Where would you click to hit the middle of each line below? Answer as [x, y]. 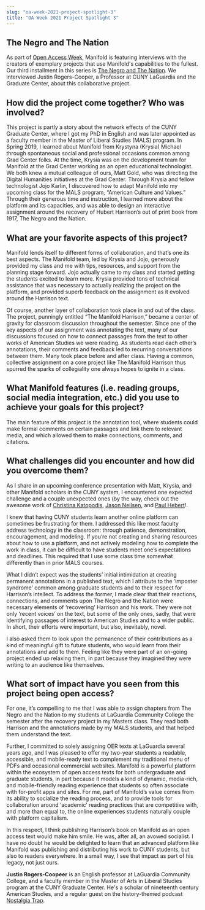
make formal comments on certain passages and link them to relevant [94, 429]
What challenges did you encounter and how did [100, 461]
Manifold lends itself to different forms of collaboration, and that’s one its [98, 252]
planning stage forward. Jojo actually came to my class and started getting [101, 272]
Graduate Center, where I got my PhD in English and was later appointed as [101, 134]
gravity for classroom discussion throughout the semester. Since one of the [102, 323]
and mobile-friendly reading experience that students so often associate [97, 785]
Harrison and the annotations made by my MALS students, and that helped [100, 728]
